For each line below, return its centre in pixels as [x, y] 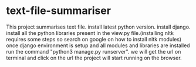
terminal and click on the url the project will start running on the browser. [94, 58]
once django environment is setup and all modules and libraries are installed [98, 45]
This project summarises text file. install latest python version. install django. [98, 27]
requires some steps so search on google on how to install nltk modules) [94, 39]
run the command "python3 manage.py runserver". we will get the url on [94, 51]
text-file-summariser [59, 11]
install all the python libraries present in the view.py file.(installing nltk [90, 33]
